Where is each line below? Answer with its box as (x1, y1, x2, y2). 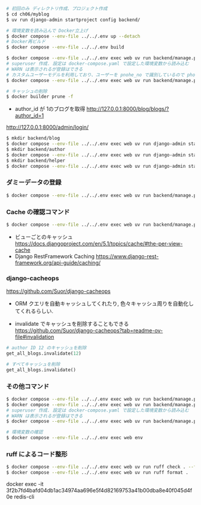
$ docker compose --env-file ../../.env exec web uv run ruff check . (6, 464, 186, 470)
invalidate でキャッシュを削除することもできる (14, 320, 129, 328)
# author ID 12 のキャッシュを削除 (6, 345, 87, 351)
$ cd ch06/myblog (6, 11, 50, 17)
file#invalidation (14, 333, 54, 341)
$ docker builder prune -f (6, 93, 74, 100)
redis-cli (14, 493, 35, 500)
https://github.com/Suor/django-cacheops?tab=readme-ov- (14, 327, 163, 334)
